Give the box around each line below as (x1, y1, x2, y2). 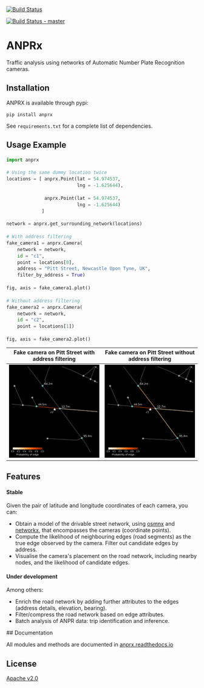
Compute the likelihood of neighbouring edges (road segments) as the (15, 533, 191, 540)
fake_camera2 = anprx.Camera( (6, 304, 83, 310)
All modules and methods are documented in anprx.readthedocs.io (6, 641, 174, 648)
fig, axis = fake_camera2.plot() (6, 336, 91, 343)
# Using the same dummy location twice (6, 170, 107, 176)
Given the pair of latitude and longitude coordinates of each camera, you (6, 502, 188, 509)
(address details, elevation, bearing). (15, 605, 107, 612)
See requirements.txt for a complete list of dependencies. (6, 122, 153, 129)
